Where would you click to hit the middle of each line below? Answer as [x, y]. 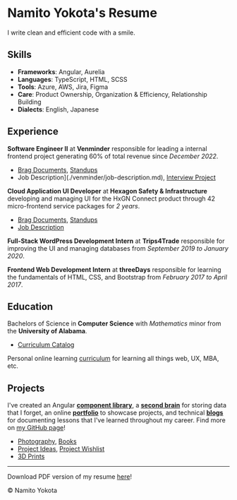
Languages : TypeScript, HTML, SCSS [73, 79]
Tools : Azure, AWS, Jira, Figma [63, 87]
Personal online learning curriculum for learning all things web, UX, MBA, [113, 359]
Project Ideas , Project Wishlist [61, 449]
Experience [33, 132]
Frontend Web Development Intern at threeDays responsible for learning [114, 269]
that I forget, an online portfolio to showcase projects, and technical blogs [115, 413]
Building [29, 102]
